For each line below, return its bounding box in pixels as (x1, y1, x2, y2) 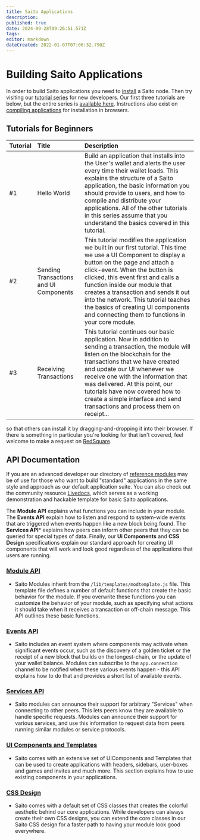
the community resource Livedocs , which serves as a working (6, 490, 158, 497)
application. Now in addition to (84, 335, 170, 343)
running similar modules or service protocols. (14, 726, 126, 733)
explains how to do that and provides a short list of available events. (14, 672, 182, 680)
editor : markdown (6, 36, 49, 42)
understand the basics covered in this (84, 218, 190, 227)
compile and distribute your (84, 196, 162, 205)
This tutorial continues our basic (84, 328, 174, 336)
